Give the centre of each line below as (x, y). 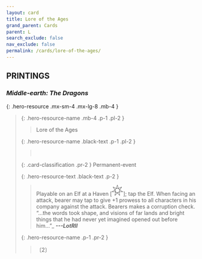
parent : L (19, 32)
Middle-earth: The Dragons (47, 93)
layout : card (23, 13)
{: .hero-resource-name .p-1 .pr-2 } (65, 237)
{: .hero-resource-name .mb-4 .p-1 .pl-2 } (73, 118)
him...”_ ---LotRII (57, 225)
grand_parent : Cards (32, 25)
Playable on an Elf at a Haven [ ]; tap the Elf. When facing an (116, 193)
